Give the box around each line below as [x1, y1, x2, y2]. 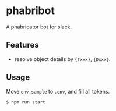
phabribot [6, 4, 55, 17]
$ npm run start [6, 99, 45, 105]
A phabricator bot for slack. [6, 23, 72, 30]
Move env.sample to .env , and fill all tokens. [6, 88, 110, 95]
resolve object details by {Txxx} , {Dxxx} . [14, 55, 111, 62]
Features [6, 40, 39, 50]
